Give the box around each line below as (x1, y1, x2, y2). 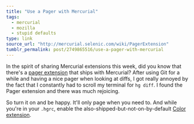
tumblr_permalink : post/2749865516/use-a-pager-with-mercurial (6, 47, 164, 53)
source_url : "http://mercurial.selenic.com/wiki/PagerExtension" (6, 42, 169, 47)
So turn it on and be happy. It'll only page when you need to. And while (6, 99, 177, 106)
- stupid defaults (11, 30, 57, 36)
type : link (6, 36, 33, 42)
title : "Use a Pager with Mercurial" (6, 8, 98, 15)
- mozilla (11, 25, 35, 31)
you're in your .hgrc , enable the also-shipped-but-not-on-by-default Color (6, 105, 186, 112)
